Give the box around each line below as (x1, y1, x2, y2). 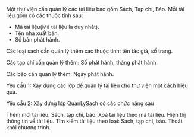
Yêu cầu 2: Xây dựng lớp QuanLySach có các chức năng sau (6, 100, 154, 107)
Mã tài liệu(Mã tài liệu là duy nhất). (14, 24, 99, 30)
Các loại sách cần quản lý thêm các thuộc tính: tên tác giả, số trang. (6, 47, 173, 55)
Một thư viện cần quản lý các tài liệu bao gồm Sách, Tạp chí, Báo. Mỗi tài (6, 6, 184, 12)
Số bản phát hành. (14, 36, 60, 43)
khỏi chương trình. (6, 124, 51, 130)
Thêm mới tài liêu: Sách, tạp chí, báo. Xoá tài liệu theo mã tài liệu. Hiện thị (6, 111, 186, 118)
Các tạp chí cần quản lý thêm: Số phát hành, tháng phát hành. (6, 59, 158, 66)
